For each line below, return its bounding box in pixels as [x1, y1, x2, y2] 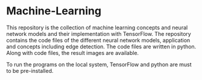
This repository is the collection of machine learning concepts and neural [6, 24, 188, 31]
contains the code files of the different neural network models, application [6, 36, 191, 44]
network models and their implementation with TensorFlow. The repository [6, 30, 191, 37]
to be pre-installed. [6, 67, 54, 74]
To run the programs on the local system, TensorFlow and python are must [6, 61, 192, 68]
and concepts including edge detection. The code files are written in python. [6, 43, 197, 50]
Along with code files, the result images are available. [6, 49, 139, 56]
